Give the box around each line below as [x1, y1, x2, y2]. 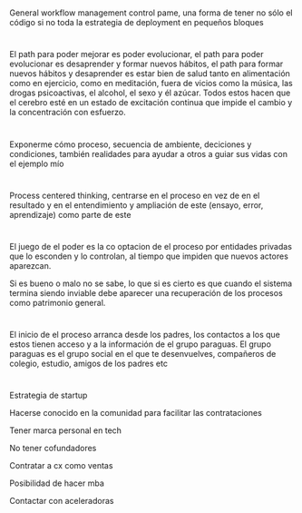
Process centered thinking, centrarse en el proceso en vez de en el [9, 190, 260, 201]
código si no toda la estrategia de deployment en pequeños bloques [9, 17, 265, 28]
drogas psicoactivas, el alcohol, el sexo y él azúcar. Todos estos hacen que [9, 87, 291, 98]
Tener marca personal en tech [9, 425, 122, 436]
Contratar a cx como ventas [9, 460, 113, 471]
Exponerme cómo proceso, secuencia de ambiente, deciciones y [9, 139, 252, 150]
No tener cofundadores [9, 443, 97, 454]
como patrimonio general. [9, 297, 106, 308]
